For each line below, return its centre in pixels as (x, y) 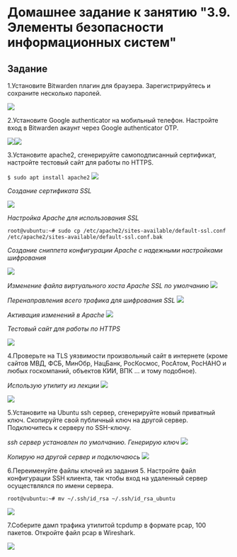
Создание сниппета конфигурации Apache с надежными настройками (115, 250)
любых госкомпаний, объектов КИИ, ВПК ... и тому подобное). (102, 371)
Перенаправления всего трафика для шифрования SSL (91, 300)
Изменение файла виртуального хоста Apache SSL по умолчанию (108, 286)
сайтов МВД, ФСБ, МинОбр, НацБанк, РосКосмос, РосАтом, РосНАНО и (117, 363)
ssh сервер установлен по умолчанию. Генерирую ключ (93, 442)
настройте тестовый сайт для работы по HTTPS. (81, 162)
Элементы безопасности (86, 27)
